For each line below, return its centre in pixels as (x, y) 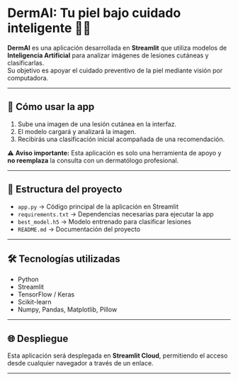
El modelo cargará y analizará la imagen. (77, 131)
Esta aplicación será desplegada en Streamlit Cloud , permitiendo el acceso (118, 355)
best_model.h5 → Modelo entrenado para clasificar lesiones (104, 221)
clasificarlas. (26, 62)
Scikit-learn (34, 302)
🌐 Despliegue (38, 338)
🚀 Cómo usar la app (51, 107)
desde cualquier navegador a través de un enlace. (80, 363)
